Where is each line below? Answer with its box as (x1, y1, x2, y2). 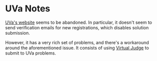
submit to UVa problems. (5, 50, 56, 56)
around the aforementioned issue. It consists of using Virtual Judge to (5, 45, 149, 51)
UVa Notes (5, 3, 50, 14)
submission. (5, 30, 30, 36)
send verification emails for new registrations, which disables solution (5, 24, 149, 30)
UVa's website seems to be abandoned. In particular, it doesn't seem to (5, 19, 152, 25)
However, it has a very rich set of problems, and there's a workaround (5, 39, 149, 45)
